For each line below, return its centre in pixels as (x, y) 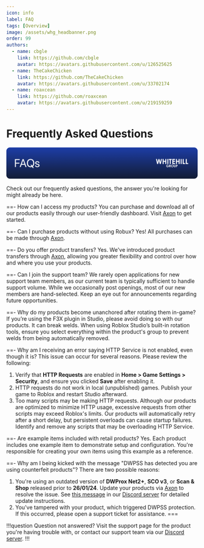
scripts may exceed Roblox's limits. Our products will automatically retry (105, 413)
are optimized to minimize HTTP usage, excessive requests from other (103, 407)
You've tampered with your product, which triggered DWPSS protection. (105, 507)
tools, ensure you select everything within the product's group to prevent (98, 332)
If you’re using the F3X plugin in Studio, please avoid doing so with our (95, 318)
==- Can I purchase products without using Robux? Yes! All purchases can (100, 231)
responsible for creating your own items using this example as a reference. (100, 451)
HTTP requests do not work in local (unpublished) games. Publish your (104, 388)
